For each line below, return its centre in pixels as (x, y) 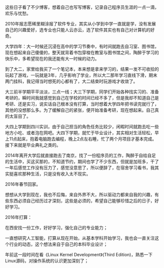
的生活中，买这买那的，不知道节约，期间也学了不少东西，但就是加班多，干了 (82, 161)
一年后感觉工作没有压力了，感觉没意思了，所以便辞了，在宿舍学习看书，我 (80, 168)
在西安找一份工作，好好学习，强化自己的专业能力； (56, 228)
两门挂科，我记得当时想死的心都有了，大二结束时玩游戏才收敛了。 (71, 81)
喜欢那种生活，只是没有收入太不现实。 (52, 174)
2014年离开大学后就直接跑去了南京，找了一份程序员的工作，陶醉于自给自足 (81, 155)
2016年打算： (19, 217)
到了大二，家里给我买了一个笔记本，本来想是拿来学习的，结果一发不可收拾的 (82, 69)
